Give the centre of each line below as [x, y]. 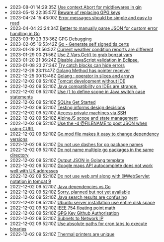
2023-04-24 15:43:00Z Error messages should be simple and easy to [81, 18]
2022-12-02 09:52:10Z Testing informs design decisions [67, 107]
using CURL [22, 128]
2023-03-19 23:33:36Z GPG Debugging [51, 39]
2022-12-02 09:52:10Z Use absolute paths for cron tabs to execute [79, 224]
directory [19, 155]
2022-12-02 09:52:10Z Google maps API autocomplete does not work [81, 165]
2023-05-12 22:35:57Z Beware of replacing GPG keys [65, 12]
